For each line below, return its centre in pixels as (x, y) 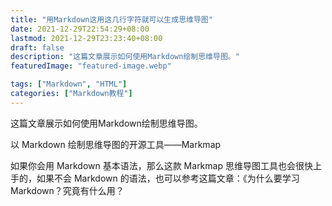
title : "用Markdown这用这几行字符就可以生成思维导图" (111, 19)
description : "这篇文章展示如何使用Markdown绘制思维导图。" (125, 57)
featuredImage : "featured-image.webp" (91, 66)
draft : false (37, 47)
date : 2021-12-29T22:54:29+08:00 (80, 29)
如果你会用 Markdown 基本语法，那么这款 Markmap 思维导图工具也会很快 (161, 165)
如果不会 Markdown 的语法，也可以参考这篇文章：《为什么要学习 (168, 178)
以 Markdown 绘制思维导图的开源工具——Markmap (116, 144)
